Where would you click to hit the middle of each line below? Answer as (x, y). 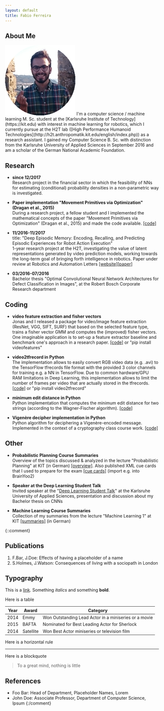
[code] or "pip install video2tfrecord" (49, 388)
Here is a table (20, 599)
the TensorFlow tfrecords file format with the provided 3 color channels (84, 367)
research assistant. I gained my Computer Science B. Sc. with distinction (78, 140)
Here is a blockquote (26, 656)
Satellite (31, 631)
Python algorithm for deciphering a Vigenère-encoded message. (77, 423)
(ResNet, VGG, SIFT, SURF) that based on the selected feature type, (80, 327)
